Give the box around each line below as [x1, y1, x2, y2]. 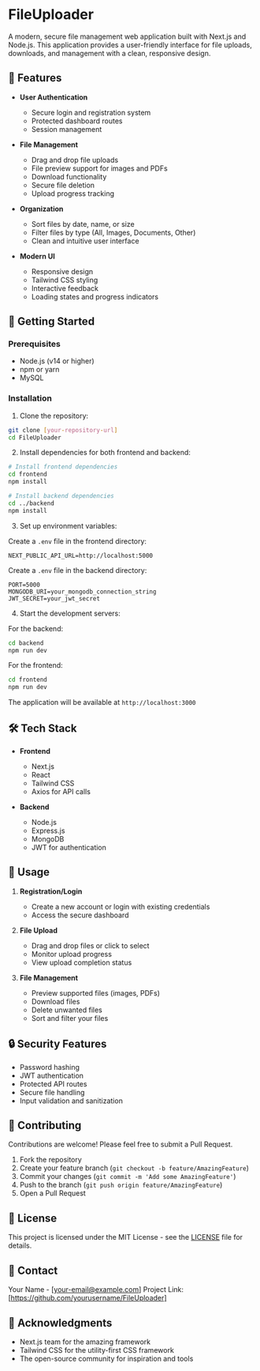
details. [8, 1241, 32, 1250]
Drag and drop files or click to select [31, 940, 150, 950]
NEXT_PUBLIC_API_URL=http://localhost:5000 [8, 552, 154, 559]
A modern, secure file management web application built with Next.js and [8, 32, 247, 41]
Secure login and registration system [31, 107, 151, 117]
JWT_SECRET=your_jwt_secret [8, 594, 101, 602]
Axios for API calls [31, 787, 91, 797]
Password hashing [19, 1062, 80, 1072]
